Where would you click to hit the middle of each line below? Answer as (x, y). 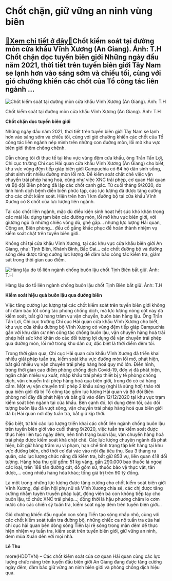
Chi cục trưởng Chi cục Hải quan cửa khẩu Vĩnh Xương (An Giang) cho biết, (85, 163)
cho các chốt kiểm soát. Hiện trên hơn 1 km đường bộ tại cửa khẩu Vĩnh (81, 196)
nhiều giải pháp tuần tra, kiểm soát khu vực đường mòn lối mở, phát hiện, (82, 359)
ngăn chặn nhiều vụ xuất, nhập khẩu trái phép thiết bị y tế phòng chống (81, 375)
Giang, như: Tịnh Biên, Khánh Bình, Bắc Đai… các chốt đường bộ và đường (84, 249)
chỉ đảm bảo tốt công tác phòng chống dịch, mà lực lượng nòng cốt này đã (84, 311)
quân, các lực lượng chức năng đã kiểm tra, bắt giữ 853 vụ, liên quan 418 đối (86, 456)
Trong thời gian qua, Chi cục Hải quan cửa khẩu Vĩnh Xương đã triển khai (83, 353)
